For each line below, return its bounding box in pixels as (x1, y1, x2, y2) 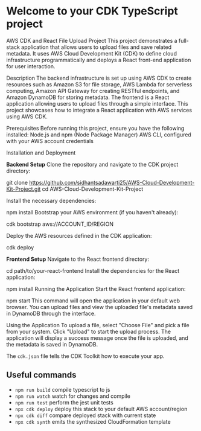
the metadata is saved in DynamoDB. (6, 340, 98, 348)
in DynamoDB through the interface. (6, 310, 96, 317)
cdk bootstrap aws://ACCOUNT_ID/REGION (6, 220, 113, 228)
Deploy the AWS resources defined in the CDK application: (6, 232, 152, 239)
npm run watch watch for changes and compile (14, 392, 131, 400)
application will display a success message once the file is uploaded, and (6, 334, 188, 342)
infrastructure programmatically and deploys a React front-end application (6, 56, 191, 63)
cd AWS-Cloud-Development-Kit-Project (42, 185, 144, 193)
